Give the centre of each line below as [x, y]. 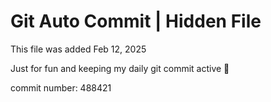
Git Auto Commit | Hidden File [136, 21]
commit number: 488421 [61, 87]
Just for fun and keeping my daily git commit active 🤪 [120, 68]
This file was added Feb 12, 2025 [78, 49]
